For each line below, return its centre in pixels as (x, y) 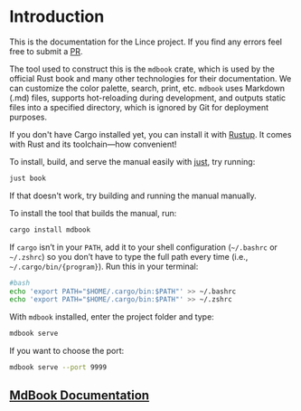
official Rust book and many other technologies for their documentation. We (150, 78)
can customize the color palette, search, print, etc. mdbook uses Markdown (147, 88)
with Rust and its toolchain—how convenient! (93, 144)
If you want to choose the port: (67, 351)
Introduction (57, 17)
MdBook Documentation (80, 396)
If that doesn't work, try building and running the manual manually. (133, 196)
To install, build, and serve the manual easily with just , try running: (132, 161)
